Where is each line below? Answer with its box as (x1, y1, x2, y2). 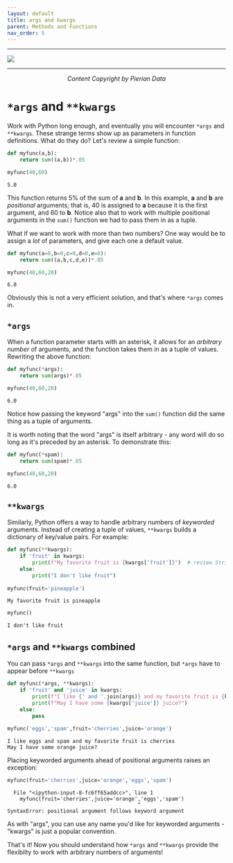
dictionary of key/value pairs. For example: (7, 533, 129, 541)
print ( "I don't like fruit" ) (32, 572, 116, 579)
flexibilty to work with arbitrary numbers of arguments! (7, 848, 164, 856)
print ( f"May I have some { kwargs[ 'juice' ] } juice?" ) (32, 699, 188, 706)
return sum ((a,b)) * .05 (19, 157, 85, 164)
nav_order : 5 (7, 29, 45, 37)
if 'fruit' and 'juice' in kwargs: (19, 687, 123, 694)
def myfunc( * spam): (7, 451, 64, 458)
